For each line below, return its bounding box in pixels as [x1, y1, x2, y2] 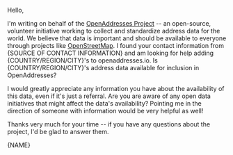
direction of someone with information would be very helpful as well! [7, 107, 204, 115]
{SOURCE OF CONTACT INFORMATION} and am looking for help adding [7, 49, 214, 57]
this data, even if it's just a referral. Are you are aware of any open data [7, 92, 211, 100]
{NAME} [7, 141, 31, 149]
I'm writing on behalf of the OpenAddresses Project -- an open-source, [7, 19, 211, 27]
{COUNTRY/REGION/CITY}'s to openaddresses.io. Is [7, 56, 158, 65]
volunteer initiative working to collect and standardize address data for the [7, 27, 220, 35]
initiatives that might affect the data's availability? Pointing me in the [7, 99, 202, 107]
